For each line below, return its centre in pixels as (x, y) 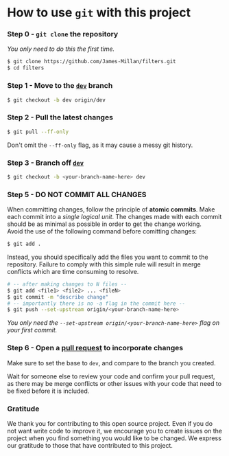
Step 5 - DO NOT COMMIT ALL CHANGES (77, 194)
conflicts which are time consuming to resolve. (73, 271)
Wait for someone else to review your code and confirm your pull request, (111, 376)
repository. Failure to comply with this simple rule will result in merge (104, 264)
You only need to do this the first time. (61, 49)
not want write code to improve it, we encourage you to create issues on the (115, 431)
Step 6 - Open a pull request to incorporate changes (95, 348)
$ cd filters (26, 68)
